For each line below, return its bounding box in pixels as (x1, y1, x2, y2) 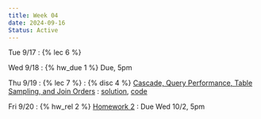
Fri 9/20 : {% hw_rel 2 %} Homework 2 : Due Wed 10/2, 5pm (8, 102, 205, 111)
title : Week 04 (8, 11, 59, 20)
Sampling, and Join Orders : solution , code (8, 87, 148, 96)
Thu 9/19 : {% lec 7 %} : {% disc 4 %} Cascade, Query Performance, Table (8, 78, 253, 87)
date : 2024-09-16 (8, 19, 66, 27)
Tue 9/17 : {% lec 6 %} (8, 48, 82, 58)
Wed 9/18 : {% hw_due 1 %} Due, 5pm (8, 63, 132, 73)
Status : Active (8, 26, 59, 34)
